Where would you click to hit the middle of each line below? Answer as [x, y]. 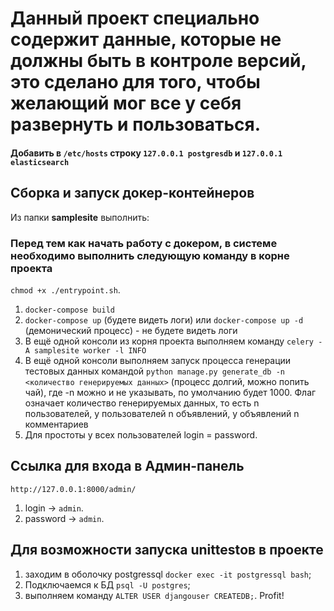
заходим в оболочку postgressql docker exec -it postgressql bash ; [168, 574]
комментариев [56, 424]
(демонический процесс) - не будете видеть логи [131, 330]
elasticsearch [40, 162]
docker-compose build [69, 310]
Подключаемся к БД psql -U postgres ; [107, 584]
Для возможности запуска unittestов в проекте [167, 550]
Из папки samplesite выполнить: [80, 217]
